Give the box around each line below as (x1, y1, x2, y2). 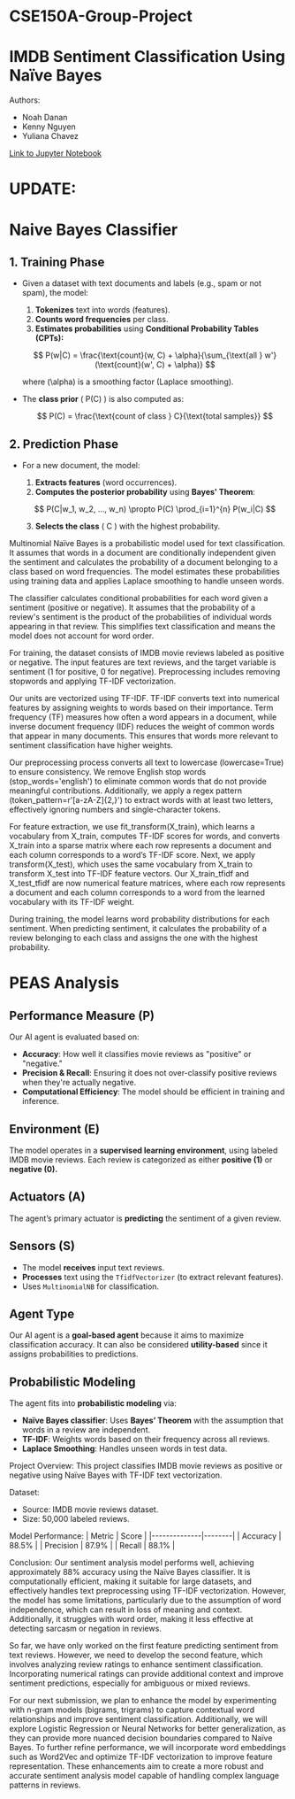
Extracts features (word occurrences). (34, 477, 178, 488)
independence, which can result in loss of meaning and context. (9, 1604, 243, 1615)
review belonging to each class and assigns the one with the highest (9, 932, 259, 944)
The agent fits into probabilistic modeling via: (9, 1398, 177, 1409)
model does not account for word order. (9, 630, 155, 641)
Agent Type (9, 1306, 75, 1321)
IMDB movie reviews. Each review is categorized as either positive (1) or (9, 1154, 273, 1165)
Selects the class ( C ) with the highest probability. (34, 521, 221, 532)
